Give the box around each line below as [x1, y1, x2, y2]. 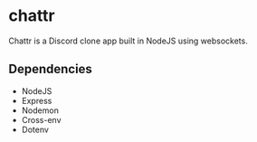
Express [21, 95, 52, 106]
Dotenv [21, 124, 49, 135]
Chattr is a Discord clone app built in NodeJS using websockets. [8, 35, 248, 46]
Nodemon [21, 105, 60, 116]
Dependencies [8, 62, 92, 77]
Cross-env [21, 114, 62, 125]
